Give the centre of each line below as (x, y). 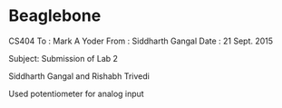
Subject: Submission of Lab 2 (63, 58)
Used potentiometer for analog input (76, 93)
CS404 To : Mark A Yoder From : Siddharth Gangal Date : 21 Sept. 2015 (141, 41)
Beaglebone (55, 16)
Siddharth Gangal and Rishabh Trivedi (79, 76)
